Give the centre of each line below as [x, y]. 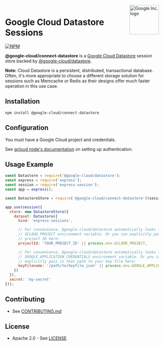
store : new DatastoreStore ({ [39, 212]
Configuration [27, 128]
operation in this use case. [32, 86]
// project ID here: [39, 239]
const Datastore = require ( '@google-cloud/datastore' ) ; [63, 176]
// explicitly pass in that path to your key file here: [77, 261]
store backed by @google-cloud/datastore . [48, 61]
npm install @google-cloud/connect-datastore [52, 113]
